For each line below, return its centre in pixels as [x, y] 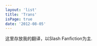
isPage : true [19, 19]
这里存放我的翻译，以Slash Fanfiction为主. [49, 38]
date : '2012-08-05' [26, 24]
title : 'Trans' [21, 14]
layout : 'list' [21, 10]
